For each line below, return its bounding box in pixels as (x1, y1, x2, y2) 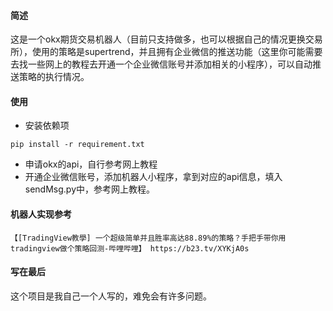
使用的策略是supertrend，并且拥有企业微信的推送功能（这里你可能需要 (31, 46, 323, 58)
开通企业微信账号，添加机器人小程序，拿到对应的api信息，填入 (24, 171, 283, 183)
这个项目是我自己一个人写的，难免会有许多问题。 (10, 290, 212, 302)
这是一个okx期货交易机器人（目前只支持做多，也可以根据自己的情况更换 (10, 33, 306, 45)
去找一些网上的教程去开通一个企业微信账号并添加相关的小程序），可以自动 (10, 58, 313, 70)
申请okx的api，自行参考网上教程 (24, 158, 158, 170)
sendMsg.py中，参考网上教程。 (24, 183, 156, 195)
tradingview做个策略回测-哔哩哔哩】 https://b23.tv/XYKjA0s (10, 243, 250, 254)
